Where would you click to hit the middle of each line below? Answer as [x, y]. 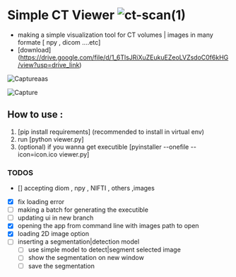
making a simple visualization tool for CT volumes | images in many [115, 35]
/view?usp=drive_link [48, 64]
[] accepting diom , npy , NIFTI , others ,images [86, 188]
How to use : [35, 114]
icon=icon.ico [37, 154]
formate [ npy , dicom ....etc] [59, 42]
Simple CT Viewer [61, 15]
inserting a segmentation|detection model [78, 242]
